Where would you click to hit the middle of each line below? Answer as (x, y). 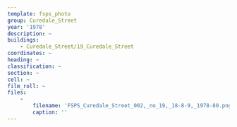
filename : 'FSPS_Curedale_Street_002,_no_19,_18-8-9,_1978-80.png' (134, 106)
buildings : (23, 40)
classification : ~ (34, 66)
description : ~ (30, 34)
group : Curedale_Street (42, 20)
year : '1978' (26, 27)
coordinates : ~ (30, 54)
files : (17, 92)
